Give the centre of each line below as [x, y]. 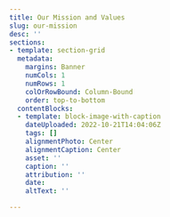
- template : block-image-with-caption [89, 117]
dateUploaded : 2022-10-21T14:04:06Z [93, 125]
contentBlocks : [45, 108]
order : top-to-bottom [65, 100]
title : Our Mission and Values [67, 17]
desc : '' [25, 34]
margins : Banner [56, 68]
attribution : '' [56, 174]
